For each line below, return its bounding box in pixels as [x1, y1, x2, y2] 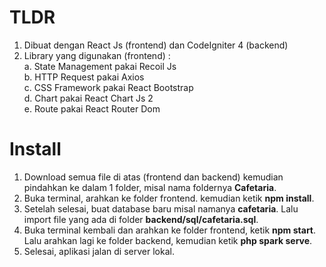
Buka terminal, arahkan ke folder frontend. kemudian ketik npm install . [23, 192, 315, 204]
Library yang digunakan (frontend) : [23, 49, 171, 61]
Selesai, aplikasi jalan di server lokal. [23, 245, 175, 257]
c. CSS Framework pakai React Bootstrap [23, 81, 194, 93]
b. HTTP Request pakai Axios [23, 71, 145, 83]
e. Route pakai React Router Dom [23, 102, 161, 115]
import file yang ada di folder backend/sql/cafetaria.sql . [23, 213, 259, 225]
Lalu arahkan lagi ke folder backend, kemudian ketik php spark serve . [23, 234, 313, 246]
